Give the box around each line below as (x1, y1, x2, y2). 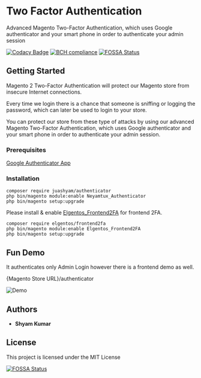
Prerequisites (6, 145, 46, 154)
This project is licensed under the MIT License (6, 353, 121, 361)
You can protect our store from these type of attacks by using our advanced (6, 118, 194, 125)
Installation (6, 174, 40, 183)
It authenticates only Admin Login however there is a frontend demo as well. (6, 263, 194, 271)
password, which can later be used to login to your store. (6, 106, 147, 114)
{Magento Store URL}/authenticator (6, 275, 94, 282)
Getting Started (6, 66, 65, 76)
